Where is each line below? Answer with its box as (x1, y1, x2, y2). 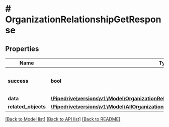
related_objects (8, 103, 46, 110)
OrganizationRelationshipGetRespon (5, 14, 162, 25)
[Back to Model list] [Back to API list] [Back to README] (5, 116, 121, 122)
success (8, 78, 29, 84)
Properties (5, 44, 39, 53)
